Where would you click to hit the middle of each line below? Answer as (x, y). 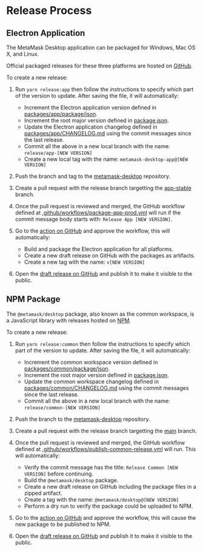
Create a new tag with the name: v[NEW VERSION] (85, 262)
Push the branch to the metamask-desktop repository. (82, 419)
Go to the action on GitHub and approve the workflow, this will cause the (105, 517)
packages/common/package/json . (67, 369)
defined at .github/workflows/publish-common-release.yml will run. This (105, 449)
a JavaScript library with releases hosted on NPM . (69, 320)
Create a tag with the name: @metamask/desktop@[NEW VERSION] (101, 499)
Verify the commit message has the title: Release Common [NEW (101, 467)
